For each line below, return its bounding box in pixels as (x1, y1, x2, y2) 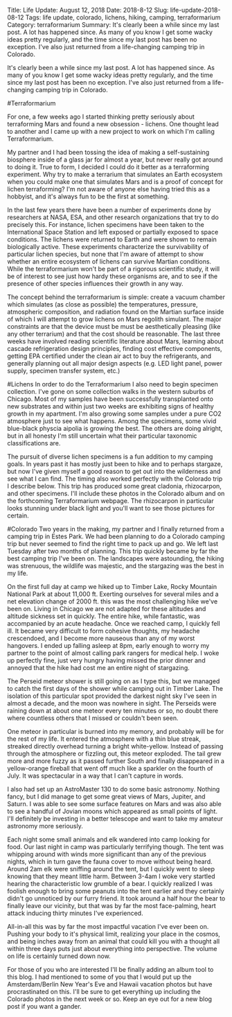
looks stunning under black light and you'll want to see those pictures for (7, 504, 215, 512)
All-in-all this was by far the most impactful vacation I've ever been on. (7, 923, 209, 930)
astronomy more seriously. (7, 822, 83, 830)
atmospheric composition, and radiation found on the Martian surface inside (7, 308, 224, 316)
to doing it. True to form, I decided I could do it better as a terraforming (7, 163, 210, 171)
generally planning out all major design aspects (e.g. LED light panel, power (7, 359, 223, 367)
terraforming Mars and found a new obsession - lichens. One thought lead (7, 120, 220, 128)
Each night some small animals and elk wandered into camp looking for (7, 835, 210, 844)
